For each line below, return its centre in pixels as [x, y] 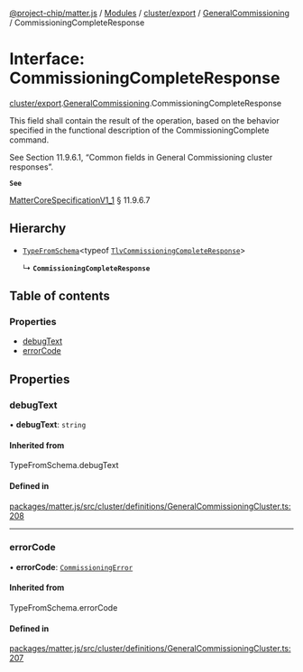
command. [29, 140]
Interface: [47, 59]
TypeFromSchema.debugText [64, 465]
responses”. [32, 167]
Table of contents [60, 296]
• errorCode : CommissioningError [71, 566]
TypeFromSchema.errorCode [64, 608]
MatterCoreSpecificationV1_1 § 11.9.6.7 [80, 200]
